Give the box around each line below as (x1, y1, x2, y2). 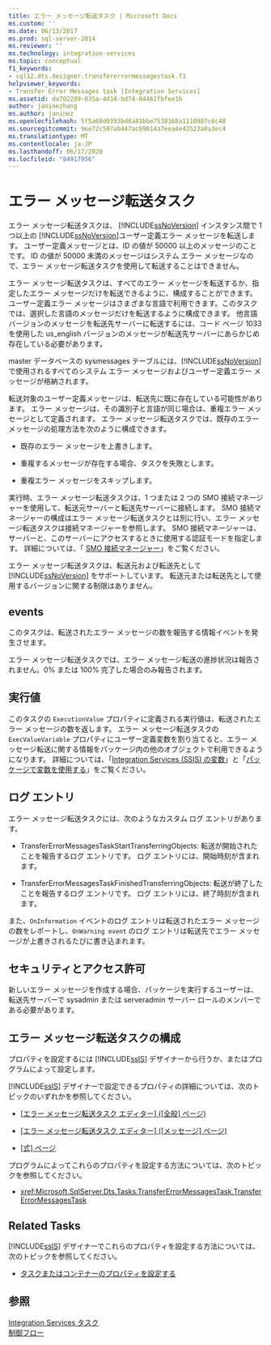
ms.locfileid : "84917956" (8, 155, 95, 163)
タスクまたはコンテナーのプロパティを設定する (19, 1269, 176, 1279)
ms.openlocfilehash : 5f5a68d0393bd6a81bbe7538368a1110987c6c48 (8, 117, 227, 126)
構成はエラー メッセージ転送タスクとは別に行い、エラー (50, 513, 237, 523)
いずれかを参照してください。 (36, 1092, 136, 1101)
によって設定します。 (29, 1064, 100, 1074)
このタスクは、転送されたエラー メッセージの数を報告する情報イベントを (8, 628, 252, 636)
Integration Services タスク (8, 1317, 100, 1327)
